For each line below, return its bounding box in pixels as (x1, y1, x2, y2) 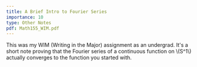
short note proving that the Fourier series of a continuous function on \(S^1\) (6, 48, 192, 55)
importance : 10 (6, 14, 44, 20)
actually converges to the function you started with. (6, 54, 132, 61)
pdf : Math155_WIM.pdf (6, 25, 60, 31)
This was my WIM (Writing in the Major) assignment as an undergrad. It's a (6, 42, 188, 49)
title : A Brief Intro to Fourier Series (6, 8, 108, 15)
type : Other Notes (6, 20, 51, 25)
